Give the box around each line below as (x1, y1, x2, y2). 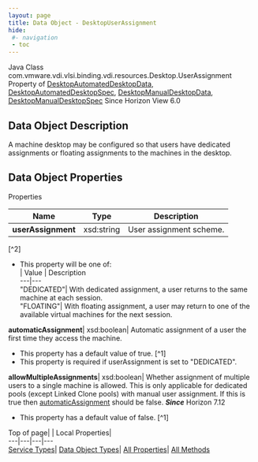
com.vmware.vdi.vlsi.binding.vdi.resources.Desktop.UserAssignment (8, 71, 233, 80)
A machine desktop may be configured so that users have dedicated (8, 140, 231, 149)
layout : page (8, 11, 51, 20)
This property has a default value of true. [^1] (19, 348, 166, 358)
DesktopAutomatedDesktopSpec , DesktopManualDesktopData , (8, 88, 214, 97)
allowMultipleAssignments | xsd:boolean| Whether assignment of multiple (8, 372, 250, 382)
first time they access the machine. (8, 333, 122, 343)
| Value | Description (19, 267, 87, 277)
